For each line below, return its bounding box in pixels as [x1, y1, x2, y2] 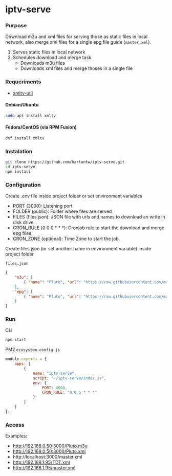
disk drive [12, 219, 34, 226]
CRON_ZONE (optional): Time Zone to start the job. [12, 235, 120, 242]
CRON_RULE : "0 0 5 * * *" [41, 390, 97, 395]
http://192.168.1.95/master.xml [12, 465, 76, 471]
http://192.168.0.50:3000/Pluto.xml [12, 448, 86, 454]
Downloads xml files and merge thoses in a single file [20, 65, 133, 71]
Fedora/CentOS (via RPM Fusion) [5, 124, 77, 131]
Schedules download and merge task [12, 54, 92, 61]
